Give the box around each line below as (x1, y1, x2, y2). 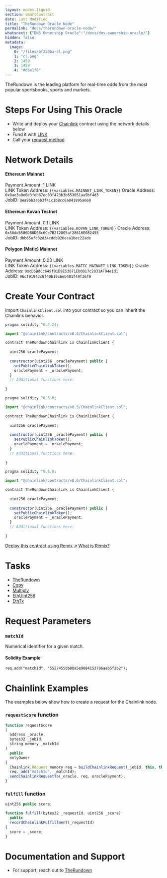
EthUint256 (12, 593, 36, 599)
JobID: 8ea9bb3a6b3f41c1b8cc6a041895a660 (5, 197, 91, 203)
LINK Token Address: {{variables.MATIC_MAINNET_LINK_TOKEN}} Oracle (5, 262, 149, 268)
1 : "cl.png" (14, 53, 39, 59)
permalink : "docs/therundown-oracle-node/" (5, 26, 97, 31)
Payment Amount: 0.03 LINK (5, 257, 64, 263)
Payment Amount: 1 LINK (5, 182, 56, 188)
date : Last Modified (5, 16, 48, 21)
